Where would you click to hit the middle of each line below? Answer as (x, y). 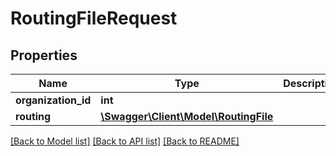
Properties (44, 55)
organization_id (53, 100)
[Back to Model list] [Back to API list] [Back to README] (125, 141)
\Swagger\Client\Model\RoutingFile (187, 116)
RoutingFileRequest (94, 18)
